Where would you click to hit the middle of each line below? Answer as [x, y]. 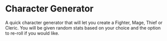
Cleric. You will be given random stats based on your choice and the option [83, 27]
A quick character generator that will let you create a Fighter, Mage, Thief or [84, 22]
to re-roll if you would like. [32, 33]
